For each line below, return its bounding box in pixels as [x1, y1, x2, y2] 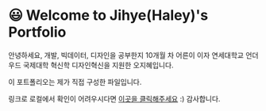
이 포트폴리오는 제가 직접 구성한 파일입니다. [8, 77, 142, 86]
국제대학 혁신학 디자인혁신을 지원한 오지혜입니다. [22, 60, 174, 70]
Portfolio [8, 23, 67, 41]
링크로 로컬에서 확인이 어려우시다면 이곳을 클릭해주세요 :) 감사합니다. [8, 94, 221, 103]
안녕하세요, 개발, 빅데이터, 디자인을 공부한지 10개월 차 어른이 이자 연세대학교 [8, 50, 245, 59]
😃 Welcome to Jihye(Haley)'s [8, 6, 209, 25]
